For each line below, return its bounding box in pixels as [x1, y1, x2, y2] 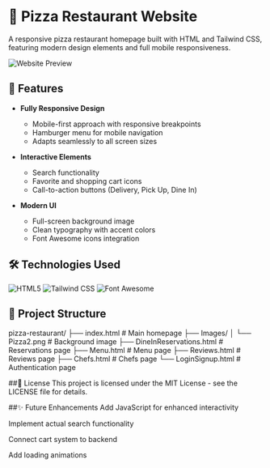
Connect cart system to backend [8, 435, 118, 445]
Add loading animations [8, 450, 87, 460]
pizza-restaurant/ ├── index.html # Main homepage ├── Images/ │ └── [8, 328, 252, 338]
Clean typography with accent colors [32, 224, 156, 234]
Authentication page [8, 363, 77, 372]
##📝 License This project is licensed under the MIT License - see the [8, 378, 238, 388]
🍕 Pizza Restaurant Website [8, 7, 198, 26]
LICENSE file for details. [8, 387, 88, 397]
